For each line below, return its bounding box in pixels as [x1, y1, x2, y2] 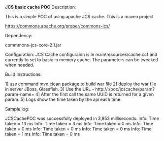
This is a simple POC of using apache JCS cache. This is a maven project [5, 14, 154, 19]
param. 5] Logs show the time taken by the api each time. [5, 96, 122, 102]
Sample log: [5, 106, 30, 112]
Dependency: [5, 33, 33, 38]
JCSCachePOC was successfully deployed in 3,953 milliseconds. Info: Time [5, 116, 159, 121]
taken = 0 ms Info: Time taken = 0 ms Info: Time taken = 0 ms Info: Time [5, 126, 152, 132]
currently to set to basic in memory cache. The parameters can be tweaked [5, 57, 159, 63]
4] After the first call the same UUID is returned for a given [35, 92, 154, 97]
